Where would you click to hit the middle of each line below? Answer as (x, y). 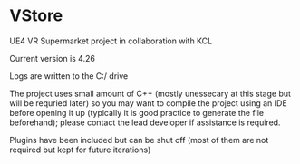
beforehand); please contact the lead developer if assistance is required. (145, 122)
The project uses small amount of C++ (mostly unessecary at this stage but (150, 93)
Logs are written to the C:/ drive (69, 76)
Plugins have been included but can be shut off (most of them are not (139, 140)
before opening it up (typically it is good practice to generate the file (137, 112)
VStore (36, 16)
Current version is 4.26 (52, 58)
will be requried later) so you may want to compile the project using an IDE (148, 103)
